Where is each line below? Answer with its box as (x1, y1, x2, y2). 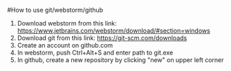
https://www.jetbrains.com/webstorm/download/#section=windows (17, 27, 211, 34)
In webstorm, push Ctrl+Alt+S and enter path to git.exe (17, 48, 174, 57)
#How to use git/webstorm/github (7, 6, 104, 14)
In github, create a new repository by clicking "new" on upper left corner (17, 56, 224, 64)
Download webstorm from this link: (17, 19, 118, 27)
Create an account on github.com (17, 41, 113, 49)
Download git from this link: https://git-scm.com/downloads (17, 34, 187, 42)
